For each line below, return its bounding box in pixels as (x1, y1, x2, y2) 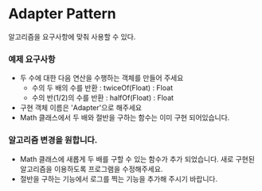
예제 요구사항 (8, 53, 56, 64)
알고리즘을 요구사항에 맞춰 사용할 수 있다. (8, 32, 136, 41)
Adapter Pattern (8, 5, 117, 23)
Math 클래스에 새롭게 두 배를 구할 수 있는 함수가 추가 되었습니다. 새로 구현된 (19, 154, 255, 163)
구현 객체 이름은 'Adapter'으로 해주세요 (19, 103, 142, 113)
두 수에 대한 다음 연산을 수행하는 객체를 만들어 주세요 (19, 73, 184, 83)
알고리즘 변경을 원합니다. (8, 135, 98, 146)
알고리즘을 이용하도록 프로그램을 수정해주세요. (19, 164, 163, 174)
